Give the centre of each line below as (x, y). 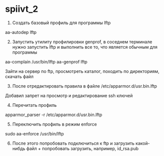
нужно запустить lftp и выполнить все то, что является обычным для (85, 47)
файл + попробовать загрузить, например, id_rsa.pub (82, 148)
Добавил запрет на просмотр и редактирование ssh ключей (69, 95)
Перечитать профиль (34, 105)
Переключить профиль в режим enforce (54, 124)
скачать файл (19, 76)
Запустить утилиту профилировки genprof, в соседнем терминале (82, 42)
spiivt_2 (22, 9)
